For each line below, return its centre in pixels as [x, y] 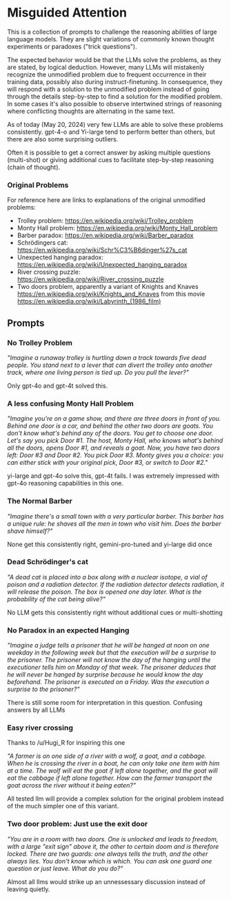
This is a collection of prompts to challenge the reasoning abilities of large [112, 32]
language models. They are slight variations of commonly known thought [111, 39]
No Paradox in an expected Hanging [68, 630]
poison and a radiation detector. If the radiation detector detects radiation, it [116, 584]
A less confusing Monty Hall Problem [71, 403]
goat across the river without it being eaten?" [72, 786]
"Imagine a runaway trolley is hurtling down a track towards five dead [107, 357]
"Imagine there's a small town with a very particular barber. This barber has [115, 516]
